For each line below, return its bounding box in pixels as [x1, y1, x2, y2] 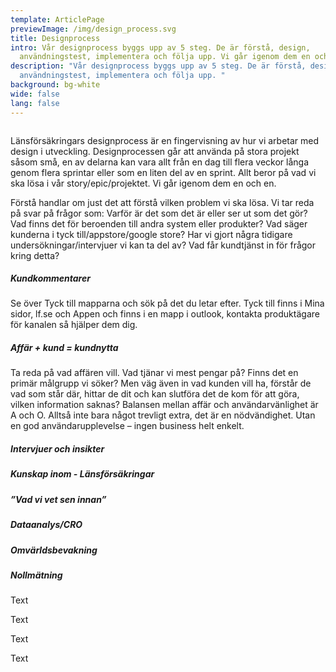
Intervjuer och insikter [10, 443, 105, 455]
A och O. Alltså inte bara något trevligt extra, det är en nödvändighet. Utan [10, 409, 316, 421]
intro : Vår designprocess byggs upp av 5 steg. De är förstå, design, [10, 42, 311, 53]
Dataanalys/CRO [10, 519, 83, 531]
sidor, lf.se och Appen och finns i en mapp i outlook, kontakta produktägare [10, 308, 320, 320]
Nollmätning [10, 569, 63, 581]
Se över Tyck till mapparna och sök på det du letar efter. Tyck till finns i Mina [10, 297, 325, 310]
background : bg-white [10, 80, 101, 90]
